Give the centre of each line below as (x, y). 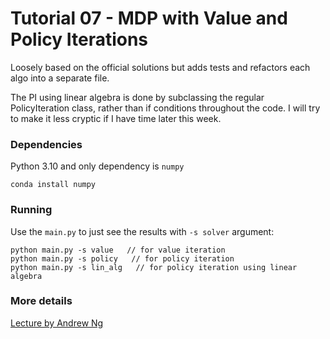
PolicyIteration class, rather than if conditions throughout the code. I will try (165, 108)
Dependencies (46, 144)
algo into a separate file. (60, 78)
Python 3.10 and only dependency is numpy (97, 166)
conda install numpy (53, 185)
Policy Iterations (79, 39)
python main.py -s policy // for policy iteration (122, 258)
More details (41, 301)
